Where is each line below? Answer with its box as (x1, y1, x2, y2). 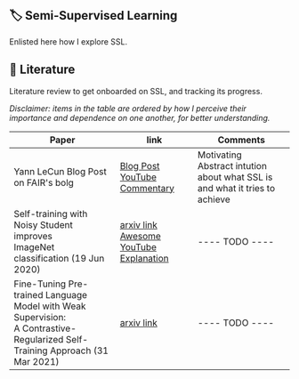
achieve (197, 193, 230, 206)
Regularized (13, 333, 64, 345)
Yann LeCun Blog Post (13, 165, 107, 177)
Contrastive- (21, 322, 77, 335)
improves (13, 230, 53, 242)
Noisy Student (13, 218, 74, 230)
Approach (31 (50, 344, 109, 357)
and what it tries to (197, 181, 276, 194)
